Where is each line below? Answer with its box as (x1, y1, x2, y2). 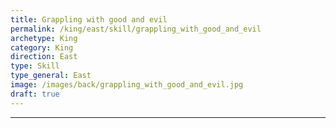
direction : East (10, 52, 78, 62)
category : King (10, 42, 74, 53)
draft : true (10, 89, 60, 99)
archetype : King (10, 33, 78, 43)
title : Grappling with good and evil (10, 14, 168, 25)
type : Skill (10, 61, 60, 71)
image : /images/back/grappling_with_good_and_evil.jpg (10, 80, 244, 90)
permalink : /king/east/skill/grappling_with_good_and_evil (10, 24, 262, 34)
